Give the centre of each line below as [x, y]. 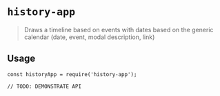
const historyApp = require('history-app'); [72, 74]
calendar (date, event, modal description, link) [89, 37]
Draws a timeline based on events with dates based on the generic [119, 29]
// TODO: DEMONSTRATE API [44, 86]
